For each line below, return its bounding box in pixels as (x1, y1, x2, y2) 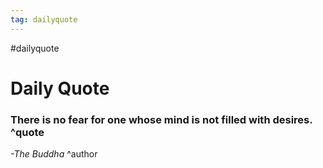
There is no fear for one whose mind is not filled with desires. (10, 112, 313, 126)
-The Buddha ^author (10, 148, 98, 160)
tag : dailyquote (10, 14, 78, 25)
